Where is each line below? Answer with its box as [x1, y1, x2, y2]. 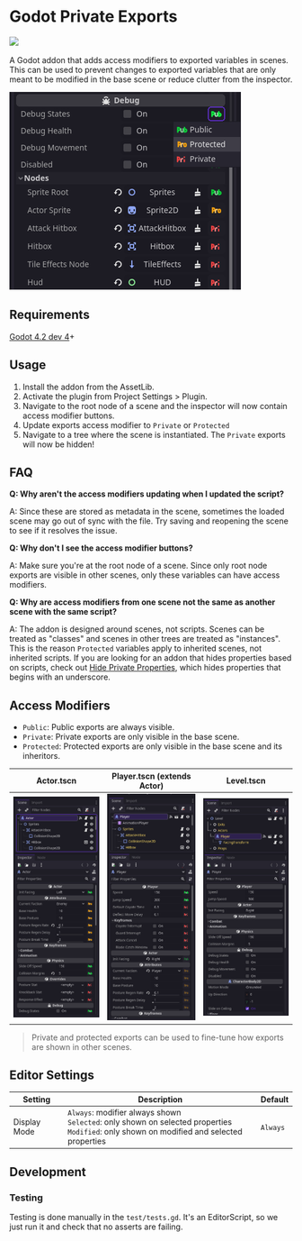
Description [138, 1093, 183, 1105]
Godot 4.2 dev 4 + [9, 331, 75, 342]
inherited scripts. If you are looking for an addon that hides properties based [9, 652, 292, 663]
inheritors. [22, 751, 61, 762]
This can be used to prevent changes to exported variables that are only [9, 64, 277, 75]
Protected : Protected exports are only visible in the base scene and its [22, 741, 283, 752]
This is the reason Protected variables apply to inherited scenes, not [9, 643, 262, 654]
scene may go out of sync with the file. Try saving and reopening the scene [9, 516, 289, 526]
